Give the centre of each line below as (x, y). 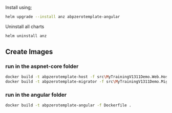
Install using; (19, 7)
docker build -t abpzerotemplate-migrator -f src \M (61, 82)
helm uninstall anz (26, 36)
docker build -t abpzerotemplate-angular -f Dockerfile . (68, 105)
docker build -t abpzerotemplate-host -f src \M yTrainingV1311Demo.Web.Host (88, 77)
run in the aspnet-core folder (42, 66)
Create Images (29, 52)
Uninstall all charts (25, 26)
